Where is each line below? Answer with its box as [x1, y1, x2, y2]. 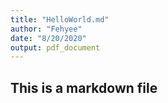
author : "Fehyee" [10, 24, 83, 34]
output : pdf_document [10, 42, 101, 53]
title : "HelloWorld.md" [10, 14, 110, 25]
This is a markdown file [10, 79, 158, 96]
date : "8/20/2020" [10, 33, 87, 43]
